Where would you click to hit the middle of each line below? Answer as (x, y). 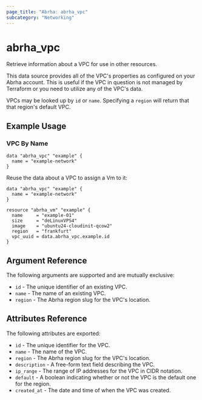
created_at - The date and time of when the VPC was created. (93, 390)
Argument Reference (47, 260)
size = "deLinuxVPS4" (45, 221)
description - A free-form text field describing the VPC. (85, 364)
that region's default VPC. (39, 107)
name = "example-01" (43, 216)
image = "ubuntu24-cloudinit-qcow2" (62, 226)
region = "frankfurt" (42, 232)
